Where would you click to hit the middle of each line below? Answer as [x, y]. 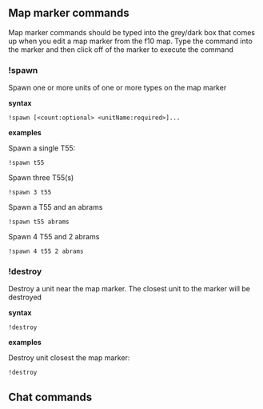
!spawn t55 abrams [39, 222]
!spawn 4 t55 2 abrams [46, 251]
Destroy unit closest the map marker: [69, 358]
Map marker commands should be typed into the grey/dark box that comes [132, 32]
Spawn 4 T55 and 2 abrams [54, 237]
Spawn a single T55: [42, 148]
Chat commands [50, 397]
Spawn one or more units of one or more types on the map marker [118, 88]
